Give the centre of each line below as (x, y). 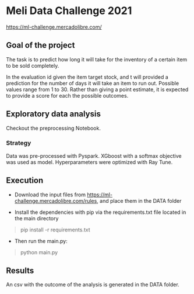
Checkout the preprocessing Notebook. (53, 128)
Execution (25, 180)
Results (20, 271)
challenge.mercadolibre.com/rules (56, 200)
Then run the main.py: (41, 241)
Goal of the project (40, 45)
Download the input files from (50, 195)
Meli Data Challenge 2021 (69, 11)
